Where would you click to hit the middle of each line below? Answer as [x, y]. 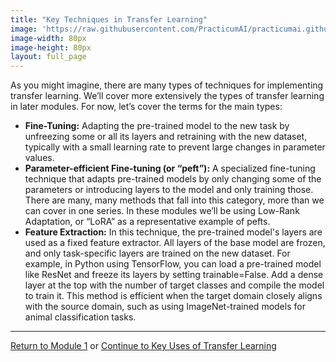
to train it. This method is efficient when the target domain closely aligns [173, 296]
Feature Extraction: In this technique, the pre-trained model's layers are [173, 232]
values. [39, 158]
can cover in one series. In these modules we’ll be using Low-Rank [162, 211]
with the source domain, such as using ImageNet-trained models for [165, 307]
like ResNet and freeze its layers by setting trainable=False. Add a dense [174, 275]
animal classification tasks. [80, 317]
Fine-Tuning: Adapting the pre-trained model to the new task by [157, 126]
